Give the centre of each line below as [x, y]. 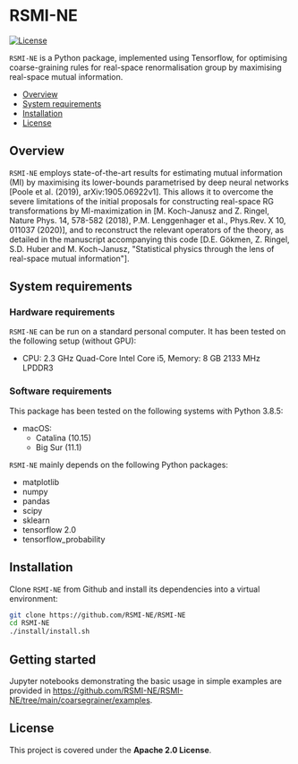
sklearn [36, 520]
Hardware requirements [62, 312]
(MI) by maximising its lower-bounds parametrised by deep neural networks [149, 182]
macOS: [37, 428]
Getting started [53, 660]
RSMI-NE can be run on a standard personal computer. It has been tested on [148, 332]
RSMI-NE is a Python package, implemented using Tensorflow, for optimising [149, 57]
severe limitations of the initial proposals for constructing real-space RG [142, 201]
